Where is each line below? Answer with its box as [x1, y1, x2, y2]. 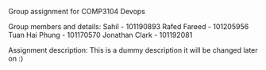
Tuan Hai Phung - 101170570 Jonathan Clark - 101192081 [8, 31, 193, 39]
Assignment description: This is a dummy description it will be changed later [8, 46, 258, 54]
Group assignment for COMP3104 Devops [8, 7, 145, 16]
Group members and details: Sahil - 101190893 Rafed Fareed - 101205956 [8, 22, 249, 31]
